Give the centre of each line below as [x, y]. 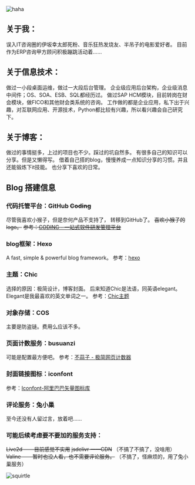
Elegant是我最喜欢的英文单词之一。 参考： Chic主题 [68, 296]
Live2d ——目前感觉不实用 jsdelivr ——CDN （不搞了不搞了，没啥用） [91, 449]
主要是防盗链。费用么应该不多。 [45, 326]
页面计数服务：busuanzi [41, 343]
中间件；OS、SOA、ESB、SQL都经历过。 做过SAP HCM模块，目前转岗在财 [97, 95]
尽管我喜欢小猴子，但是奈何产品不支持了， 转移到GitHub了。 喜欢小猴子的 [96, 220]
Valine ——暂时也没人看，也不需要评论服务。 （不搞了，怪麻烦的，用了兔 [95, 457]
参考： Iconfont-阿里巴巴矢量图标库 [48, 388]
